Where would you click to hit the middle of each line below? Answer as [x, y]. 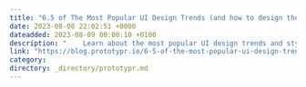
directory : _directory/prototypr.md [79, 69]
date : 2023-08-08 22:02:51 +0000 [73, 26]
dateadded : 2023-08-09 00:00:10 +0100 [83, 34]
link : [20, 52]
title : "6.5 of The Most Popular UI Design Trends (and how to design [146, 18]
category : [28, 60]
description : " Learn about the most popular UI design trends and [146, 43]
